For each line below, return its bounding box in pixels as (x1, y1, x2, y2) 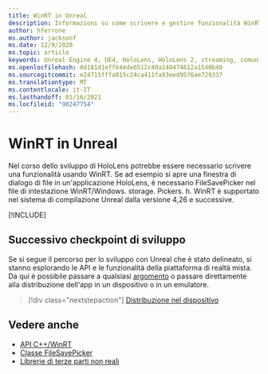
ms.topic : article (8, 49, 69, 56)
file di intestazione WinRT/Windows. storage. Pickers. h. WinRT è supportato (8, 186, 260, 196)
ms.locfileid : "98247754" (8, 100, 94, 108)
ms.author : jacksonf (8, 33, 77, 42)
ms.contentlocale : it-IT (8, 85, 91, 94)
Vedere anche (8, 318, 80, 332)
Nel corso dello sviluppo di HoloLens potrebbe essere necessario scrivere (8, 161, 251, 171)
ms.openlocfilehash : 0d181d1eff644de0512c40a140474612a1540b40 (8, 64, 223, 72)
